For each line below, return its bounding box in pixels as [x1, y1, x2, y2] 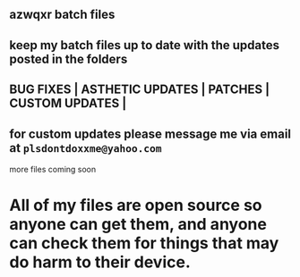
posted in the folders [9, 51, 128, 66]
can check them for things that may [9, 233, 279, 254]
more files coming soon [9, 164, 97, 174]
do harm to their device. [9, 252, 191, 273]
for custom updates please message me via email [9, 126, 292, 141]
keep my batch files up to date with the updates [9, 38, 280, 53]
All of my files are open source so [9, 196, 262, 215]
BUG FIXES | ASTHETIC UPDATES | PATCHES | [9, 82, 270, 97]
